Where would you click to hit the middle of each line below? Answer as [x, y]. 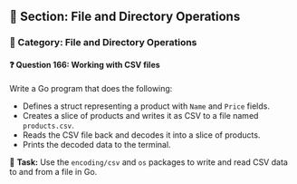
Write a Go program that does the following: [91, 88]
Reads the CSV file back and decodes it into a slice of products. [141, 135]
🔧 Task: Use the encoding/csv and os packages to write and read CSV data [148, 162]
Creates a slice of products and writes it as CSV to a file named [140, 115]
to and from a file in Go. [53, 171]
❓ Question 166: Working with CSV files [85, 64]
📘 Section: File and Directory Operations [125, 17]
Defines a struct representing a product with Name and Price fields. [146, 106]
